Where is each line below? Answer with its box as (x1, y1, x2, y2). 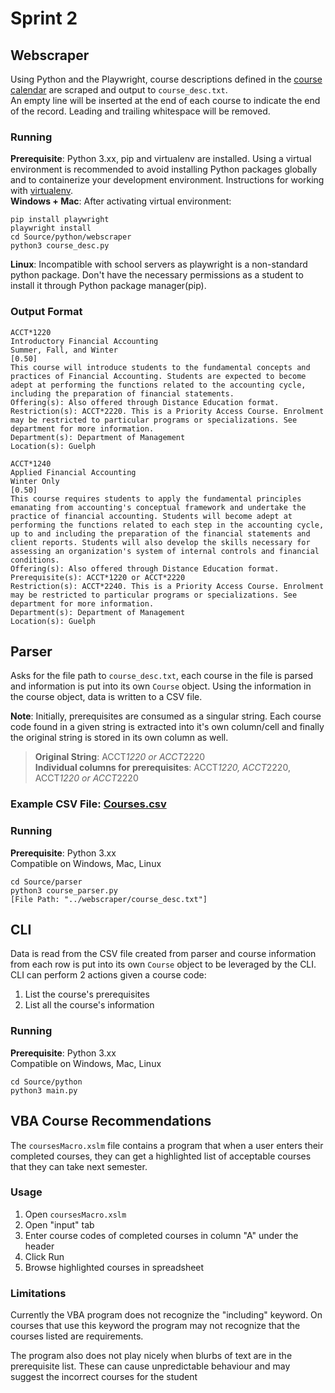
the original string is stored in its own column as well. (10, 732, 229, 744)
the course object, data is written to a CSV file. (10, 691, 203, 703)
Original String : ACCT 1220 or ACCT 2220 (34, 751, 206, 763)
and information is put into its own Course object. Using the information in (10, 680, 312, 692)
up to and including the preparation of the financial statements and (10, 528, 311, 539)
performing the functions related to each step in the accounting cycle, (10, 520, 325, 530)
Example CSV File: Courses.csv (10, 797, 167, 811)
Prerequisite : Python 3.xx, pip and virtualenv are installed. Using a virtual (10, 153, 312, 165)
